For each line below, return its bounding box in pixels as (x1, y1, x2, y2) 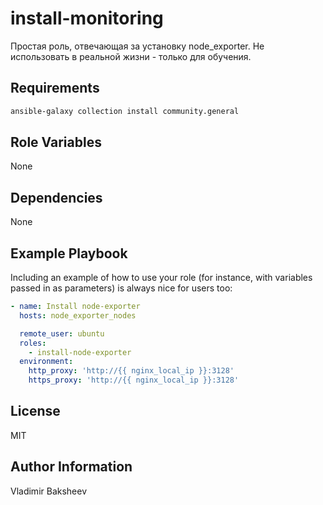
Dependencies (10, 189, 103, 206)
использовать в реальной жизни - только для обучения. (10, 50, 252, 62)
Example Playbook (10, 245, 128, 262)
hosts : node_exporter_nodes (19, 310, 137, 321)
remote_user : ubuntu (19, 328, 105, 339)
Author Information (10, 458, 133, 476)
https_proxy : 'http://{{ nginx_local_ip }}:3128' (28, 375, 240, 386)
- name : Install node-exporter (10, 302, 141, 312)
